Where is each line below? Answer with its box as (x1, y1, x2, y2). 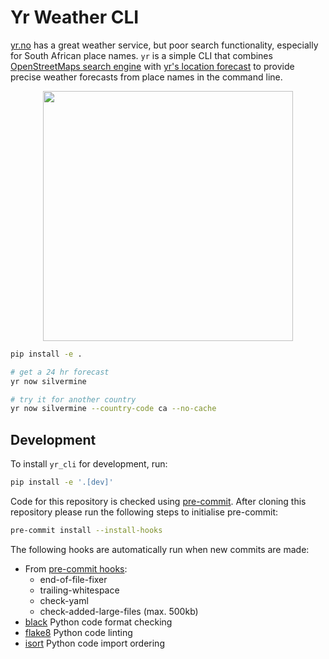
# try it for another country (10, 394, 137, 405)
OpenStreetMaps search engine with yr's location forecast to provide (10, 60, 295, 72)
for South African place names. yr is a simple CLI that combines (10, 49, 273, 61)
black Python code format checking (24, 616, 173, 628)
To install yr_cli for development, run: (10, 458, 168, 470)
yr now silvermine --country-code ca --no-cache (10, 404, 217, 414)
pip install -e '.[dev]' (10, 477, 114, 488)
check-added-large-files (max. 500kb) (39, 605, 199, 617)
